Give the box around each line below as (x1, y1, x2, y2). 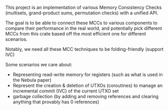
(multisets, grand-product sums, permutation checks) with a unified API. (5, 10, 158, 16)
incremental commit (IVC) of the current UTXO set (12, 88, 119, 94)
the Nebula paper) (12, 77, 52, 83)
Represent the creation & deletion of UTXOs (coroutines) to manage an (12, 82, 163, 88)
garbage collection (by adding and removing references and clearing (12, 94, 159, 99)
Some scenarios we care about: (5, 62, 73, 67)
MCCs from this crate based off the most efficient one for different (5, 31, 146, 36)
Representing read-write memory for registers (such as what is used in (12, 71, 163, 78)
